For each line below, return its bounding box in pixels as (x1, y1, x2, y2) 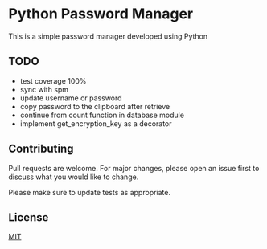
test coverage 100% (19, 76, 87, 85)
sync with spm (19, 84, 69, 94)
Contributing (8, 142, 74, 156)
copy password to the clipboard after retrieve (19, 101, 170, 111)
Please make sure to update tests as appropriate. (8, 187, 171, 197)
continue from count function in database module (19, 110, 185, 120)
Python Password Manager (8, 5, 194, 23)
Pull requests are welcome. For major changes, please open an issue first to (8, 163, 260, 173)
